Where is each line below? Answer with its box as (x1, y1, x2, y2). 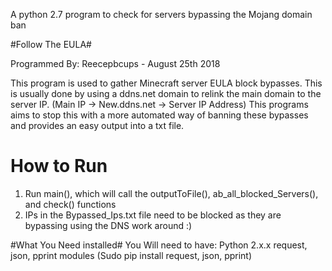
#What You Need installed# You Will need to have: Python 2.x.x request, (10, 239, 308, 251)
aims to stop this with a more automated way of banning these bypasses (10, 109, 309, 121)
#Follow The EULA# (10, 39, 92, 50)
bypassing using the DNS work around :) (24, 219, 193, 231)
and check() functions (24, 198, 117, 210)
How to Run (10, 155, 108, 178)
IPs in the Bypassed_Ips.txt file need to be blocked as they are (24, 209, 282, 221)
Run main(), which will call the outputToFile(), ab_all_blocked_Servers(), (24, 187, 319, 199)
